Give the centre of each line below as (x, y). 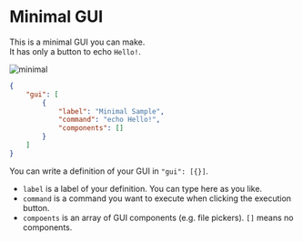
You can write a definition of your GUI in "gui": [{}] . (109, 171)
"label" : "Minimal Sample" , (111, 111)
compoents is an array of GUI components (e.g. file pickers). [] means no (158, 217)
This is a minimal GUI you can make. (77, 42)
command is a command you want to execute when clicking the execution (157, 198)
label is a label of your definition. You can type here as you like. (142, 188)
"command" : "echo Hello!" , (109, 120)
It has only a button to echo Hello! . (75, 51)
